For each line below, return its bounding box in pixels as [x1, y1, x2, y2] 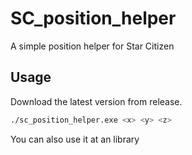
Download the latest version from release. [10, 95, 183, 107]
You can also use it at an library [10, 133, 140, 145]
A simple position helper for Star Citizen [10, 40, 175, 52]
